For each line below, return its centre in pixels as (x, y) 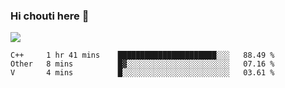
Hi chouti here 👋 (50, 16)
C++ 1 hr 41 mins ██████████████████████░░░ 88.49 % (142, 55)
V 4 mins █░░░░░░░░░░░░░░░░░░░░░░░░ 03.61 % (142, 73)
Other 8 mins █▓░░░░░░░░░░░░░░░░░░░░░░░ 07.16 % (142, 64)
